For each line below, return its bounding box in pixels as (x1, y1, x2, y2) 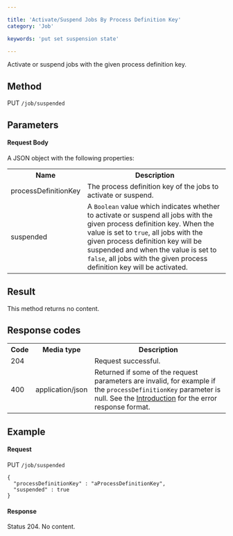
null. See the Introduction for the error (94, 394, 217, 403)
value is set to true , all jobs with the (87, 227, 203, 237)
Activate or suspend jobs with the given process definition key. (7, 60, 187, 69)
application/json (35, 385, 88, 394)
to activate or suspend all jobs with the (87, 210, 213, 219)
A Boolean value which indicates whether (87, 201, 221, 211)
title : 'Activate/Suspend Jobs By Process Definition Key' (7, 16, 182, 23)
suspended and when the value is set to (87, 244, 217, 254)
